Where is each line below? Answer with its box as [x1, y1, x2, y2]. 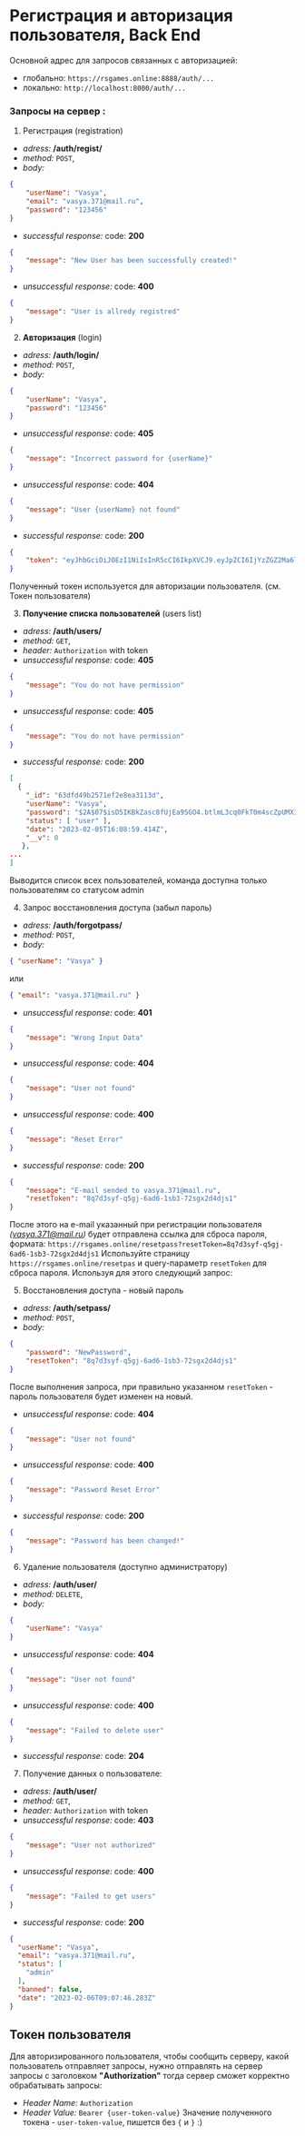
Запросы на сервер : [9, 104, 106, 117]
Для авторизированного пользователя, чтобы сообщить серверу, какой [9, 2051, 289, 2062]
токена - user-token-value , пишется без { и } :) [22, 2117, 202, 2128]
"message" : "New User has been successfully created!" [25, 256, 238, 265]
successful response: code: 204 [22, 1751, 145, 1762]
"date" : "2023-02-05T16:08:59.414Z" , [25, 824, 169, 834]
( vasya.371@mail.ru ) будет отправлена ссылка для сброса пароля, [9, 1228, 268, 1240]
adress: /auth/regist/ [22, 143, 103, 154]
